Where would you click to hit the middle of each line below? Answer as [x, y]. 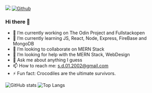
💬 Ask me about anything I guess [48, 60]
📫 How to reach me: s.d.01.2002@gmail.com [61, 66]
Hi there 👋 [18, 21]
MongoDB [23, 44]
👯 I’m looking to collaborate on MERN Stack [59, 49]
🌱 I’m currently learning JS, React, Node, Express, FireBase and [80, 38]
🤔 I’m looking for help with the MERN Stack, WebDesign [71, 55]
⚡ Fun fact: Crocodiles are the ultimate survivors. [64, 74]
